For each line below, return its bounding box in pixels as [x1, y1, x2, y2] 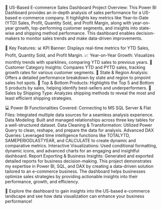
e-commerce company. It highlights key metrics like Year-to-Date [18, 15, 149, 20]
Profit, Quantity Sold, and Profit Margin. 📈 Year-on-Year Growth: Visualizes [5, 52, 155, 58]
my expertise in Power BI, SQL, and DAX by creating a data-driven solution [5, 164, 154, 169]
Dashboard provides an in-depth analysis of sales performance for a [5, 10, 142, 15]
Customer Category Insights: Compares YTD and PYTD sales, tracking [5, 64, 146, 70]
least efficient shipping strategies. [5, 95, 73, 101]
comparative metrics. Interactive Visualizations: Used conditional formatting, [5, 143, 157, 149]
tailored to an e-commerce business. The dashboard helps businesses [5, 168, 146, 174]
